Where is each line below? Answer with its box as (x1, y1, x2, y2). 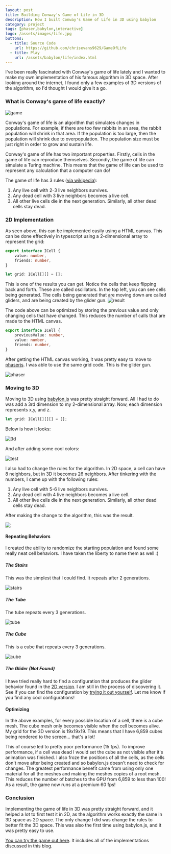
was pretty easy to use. (5, 827, 55, 834)
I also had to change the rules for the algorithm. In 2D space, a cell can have (5, 465, 166, 471)
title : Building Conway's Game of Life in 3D (5, 12, 104, 17)
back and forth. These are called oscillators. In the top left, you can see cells (5, 286, 166, 292)
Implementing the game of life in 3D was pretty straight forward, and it (5, 806, 153, 812)
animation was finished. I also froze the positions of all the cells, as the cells (5, 754, 165, 761)
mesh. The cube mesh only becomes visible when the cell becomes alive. (5, 723, 160, 729)
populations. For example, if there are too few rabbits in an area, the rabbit (5, 125, 162, 131)
